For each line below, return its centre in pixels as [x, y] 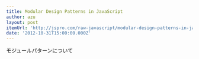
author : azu [21, 17]
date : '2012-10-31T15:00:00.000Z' [49, 33]
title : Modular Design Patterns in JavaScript [65, 11]
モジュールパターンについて [39, 51]
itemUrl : [17, 28]
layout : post [22, 22]
